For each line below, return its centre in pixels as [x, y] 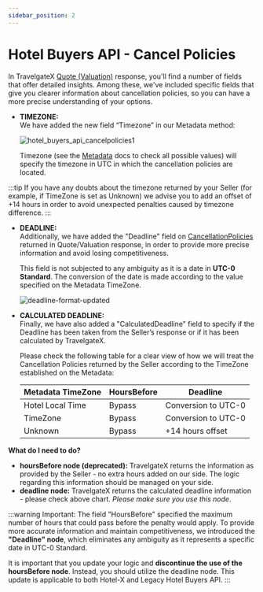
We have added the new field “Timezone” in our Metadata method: [127, 125]
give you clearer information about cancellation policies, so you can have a [129, 93]
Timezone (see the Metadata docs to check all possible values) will [128, 155]
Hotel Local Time [55, 405]
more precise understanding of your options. [80, 101]
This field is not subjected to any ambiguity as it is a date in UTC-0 [127, 268]
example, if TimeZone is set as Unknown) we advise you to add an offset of [130, 196]
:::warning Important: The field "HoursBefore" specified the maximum [121, 514]
